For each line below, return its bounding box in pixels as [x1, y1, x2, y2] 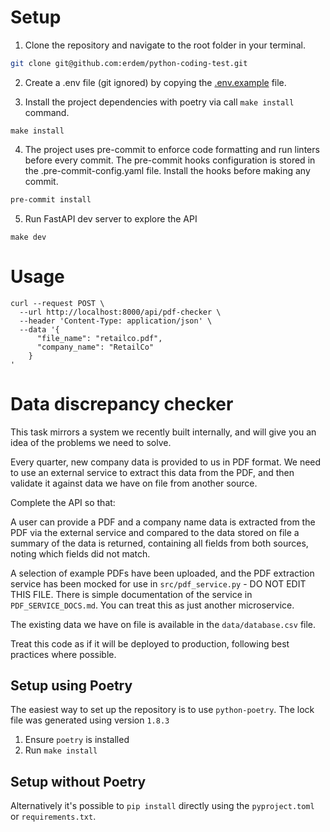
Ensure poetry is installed [24, 734, 130, 746]
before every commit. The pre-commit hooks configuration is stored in [24, 154, 316, 166]
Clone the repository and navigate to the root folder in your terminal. [24, 39, 306, 51]
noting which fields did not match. [10, 547, 151, 560]
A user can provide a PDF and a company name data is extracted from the [10, 516, 316, 528]
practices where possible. [10, 648, 117, 660]
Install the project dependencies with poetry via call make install [24, 96, 295, 108]
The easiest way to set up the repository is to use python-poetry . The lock [10, 704, 315, 716]
